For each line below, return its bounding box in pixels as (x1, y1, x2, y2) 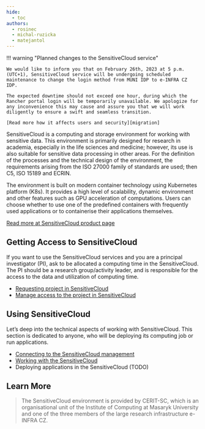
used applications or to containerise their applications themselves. (6, 208, 174, 214)
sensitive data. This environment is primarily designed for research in (6, 137, 181, 144)
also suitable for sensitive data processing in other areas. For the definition (6, 150, 195, 157)
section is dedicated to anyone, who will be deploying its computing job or (6, 332, 194, 339)
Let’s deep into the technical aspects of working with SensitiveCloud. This (6, 325, 193, 333)
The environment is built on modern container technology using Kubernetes (6, 181, 198, 189)
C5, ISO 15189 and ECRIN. (6, 170, 72, 177)
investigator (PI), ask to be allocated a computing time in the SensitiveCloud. (6, 260, 199, 267)
